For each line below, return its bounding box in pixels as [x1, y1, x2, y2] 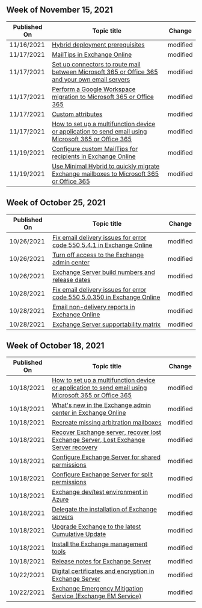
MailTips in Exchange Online [52, 50, 132, 59]
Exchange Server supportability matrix [52, 320, 161, 328]
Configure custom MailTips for [52, 144, 138, 153]
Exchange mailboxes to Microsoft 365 [52, 169, 159, 178]
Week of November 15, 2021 [6, 5, 113, 15]
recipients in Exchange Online [52, 152, 136, 161]
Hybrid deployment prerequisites [52, 40, 145, 49]
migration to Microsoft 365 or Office [52, 92, 155, 101]
